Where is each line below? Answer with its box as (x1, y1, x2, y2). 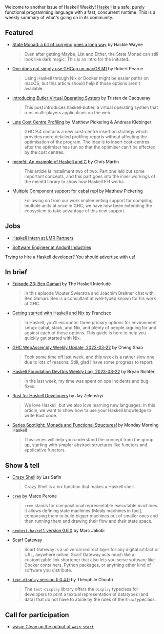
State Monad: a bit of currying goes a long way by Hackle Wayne (12, 41, 143, 47)
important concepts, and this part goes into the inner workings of (24, 173, 156, 179)
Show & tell (5, 461, 40, 470)
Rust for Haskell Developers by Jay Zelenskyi (12, 393, 103, 399)
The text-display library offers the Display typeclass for (24, 586, 139, 592)
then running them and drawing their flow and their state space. (24, 518, 153, 524)
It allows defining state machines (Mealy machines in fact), (24, 508, 143, 514)
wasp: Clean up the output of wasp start (12, 624, 94, 630)
